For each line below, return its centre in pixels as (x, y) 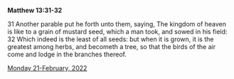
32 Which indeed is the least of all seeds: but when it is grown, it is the (111, 39)
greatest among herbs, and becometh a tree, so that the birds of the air (111, 47)
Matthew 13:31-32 (35, 10)
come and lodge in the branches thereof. (67, 54)
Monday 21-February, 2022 (47, 68)
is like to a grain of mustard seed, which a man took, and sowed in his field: (117, 32)
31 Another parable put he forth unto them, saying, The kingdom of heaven (117, 24)
